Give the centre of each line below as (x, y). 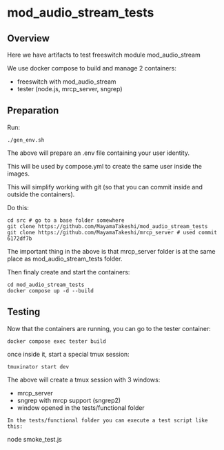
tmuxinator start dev (38, 367)
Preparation (33, 111)
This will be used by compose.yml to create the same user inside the (104, 166)
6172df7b (20, 238)
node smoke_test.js (34, 439)
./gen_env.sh (26, 140)
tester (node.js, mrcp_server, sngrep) (70, 89)
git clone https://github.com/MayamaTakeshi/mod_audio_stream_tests (108, 226)
